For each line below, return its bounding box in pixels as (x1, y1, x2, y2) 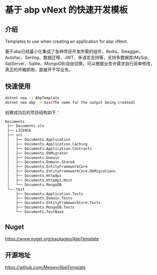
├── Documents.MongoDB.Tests (16, 205, 75, 210)
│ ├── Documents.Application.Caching (7, 141, 88, 146)
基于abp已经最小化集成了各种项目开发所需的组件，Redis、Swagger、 (5, 49, 144, 54)
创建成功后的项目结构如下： (5, 109, 61, 115)
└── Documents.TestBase (16, 209, 64, 214)
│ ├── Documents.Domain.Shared (7, 160, 75, 165)
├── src (7, 133, 23, 137)
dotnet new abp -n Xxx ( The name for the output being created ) (5, 100, 136, 105)
